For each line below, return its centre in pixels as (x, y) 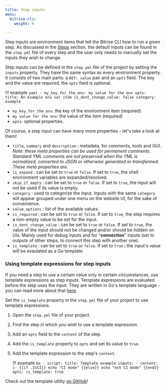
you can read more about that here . (41, 291)
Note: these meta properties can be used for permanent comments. (82, 151)
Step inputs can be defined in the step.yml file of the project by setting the (81, 67)
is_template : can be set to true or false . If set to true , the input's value (86, 246)
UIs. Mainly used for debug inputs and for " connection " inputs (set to (83, 235)
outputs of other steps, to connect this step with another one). (76, 241)
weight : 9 (24, 24)
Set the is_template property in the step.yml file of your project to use (77, 300)
